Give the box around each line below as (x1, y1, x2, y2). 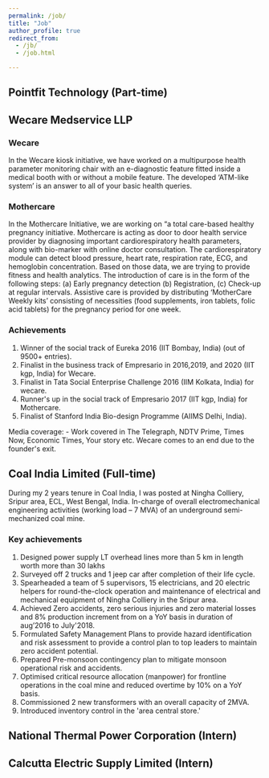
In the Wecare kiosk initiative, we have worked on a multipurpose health (8, 156, 247, 165)
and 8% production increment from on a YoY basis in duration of (19, 612, 233, 621)
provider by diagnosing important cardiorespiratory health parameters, (8, 236, 243, 246)
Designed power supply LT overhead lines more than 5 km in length (19, 552, 243, 562)
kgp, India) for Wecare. (19, 369, 96, 378)
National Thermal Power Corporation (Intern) (8, 729, 237, 743)
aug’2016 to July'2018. (19, 620, 95, 630)
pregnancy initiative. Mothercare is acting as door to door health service (8, 228, 247, 238)
